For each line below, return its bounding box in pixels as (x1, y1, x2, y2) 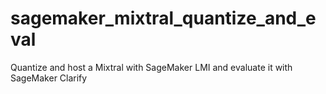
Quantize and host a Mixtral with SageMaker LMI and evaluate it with (10, 61, 293, 73)
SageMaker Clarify (10, 72, 88, 84)
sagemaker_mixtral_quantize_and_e (10, 7, 317, 30)
